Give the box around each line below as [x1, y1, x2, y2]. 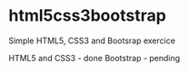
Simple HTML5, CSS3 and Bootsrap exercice [8, 35, 176, 46]
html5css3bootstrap [8, 5, 167, 26]
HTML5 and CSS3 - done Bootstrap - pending [8, 52, 181, 63]
